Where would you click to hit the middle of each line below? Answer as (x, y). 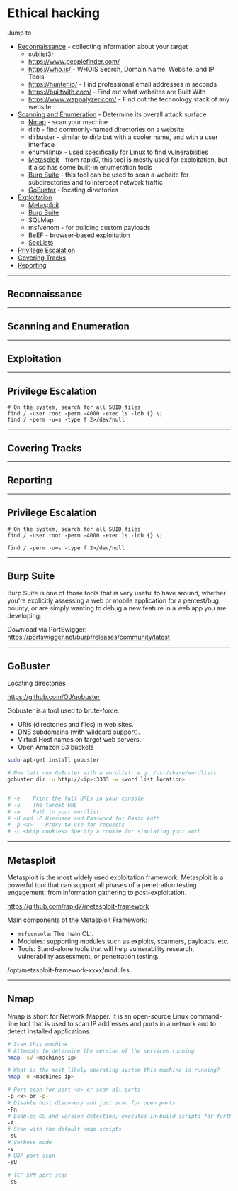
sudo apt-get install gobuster (53, 760)
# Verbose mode (30, 1143)
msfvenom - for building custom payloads (89, 227)
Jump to (19, 33)
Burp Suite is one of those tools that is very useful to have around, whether (117, 593)
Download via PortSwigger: (47, 630)
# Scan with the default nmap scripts (64, 1129)
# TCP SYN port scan (38, 1175)
